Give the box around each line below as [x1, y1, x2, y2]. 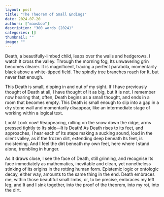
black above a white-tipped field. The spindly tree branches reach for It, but [5, 69, 159, 75]
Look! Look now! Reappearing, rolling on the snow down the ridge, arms [5, 119, 151, 125]
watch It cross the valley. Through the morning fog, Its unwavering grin [5, 58, 149, 64]
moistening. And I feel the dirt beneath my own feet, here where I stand [5, 141, 150, 147]
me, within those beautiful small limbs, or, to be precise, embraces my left [5, 176, 155, 182]
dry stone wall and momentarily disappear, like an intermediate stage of [5, 104, 150, 110]
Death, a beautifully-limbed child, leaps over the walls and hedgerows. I [5, 53, 150, 59]
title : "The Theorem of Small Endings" [5, 12, 87, 17]
